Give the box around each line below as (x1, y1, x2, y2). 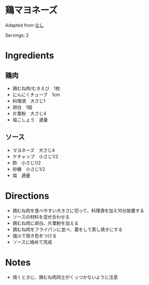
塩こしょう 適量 (12, 117, 48, 123)
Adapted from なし (5, 22, 44, 28)
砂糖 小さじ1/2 (12, 166, 46, 172)
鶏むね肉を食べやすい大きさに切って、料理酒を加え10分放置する (12, 207, 144, 214)
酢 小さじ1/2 (12, 159, 41, 166)
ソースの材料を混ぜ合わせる (12, 214, 70, 220)
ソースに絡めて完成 (12, 239, 53, 245)
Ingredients (5, 50, 54, 61)
